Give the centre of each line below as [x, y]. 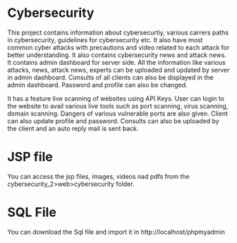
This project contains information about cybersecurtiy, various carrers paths [118, 32]
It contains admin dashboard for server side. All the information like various [116, 62]
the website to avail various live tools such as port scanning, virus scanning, [118, 106]
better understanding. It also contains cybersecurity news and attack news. [117, 55]
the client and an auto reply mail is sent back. [73, 128]
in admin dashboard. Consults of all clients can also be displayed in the [110, 77]
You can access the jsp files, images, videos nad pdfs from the [98, 176]
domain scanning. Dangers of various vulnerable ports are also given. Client [117, 113]
